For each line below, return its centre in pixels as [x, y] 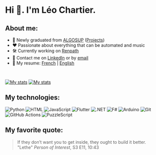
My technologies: [32, 98]
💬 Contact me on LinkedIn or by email [50, 58]
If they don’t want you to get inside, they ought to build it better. [81, 142]
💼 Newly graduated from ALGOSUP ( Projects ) [58, 40]
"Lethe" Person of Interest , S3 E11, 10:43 [58, 147]
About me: [22, 28]
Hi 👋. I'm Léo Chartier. [50, 10]
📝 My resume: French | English [43, 63]
